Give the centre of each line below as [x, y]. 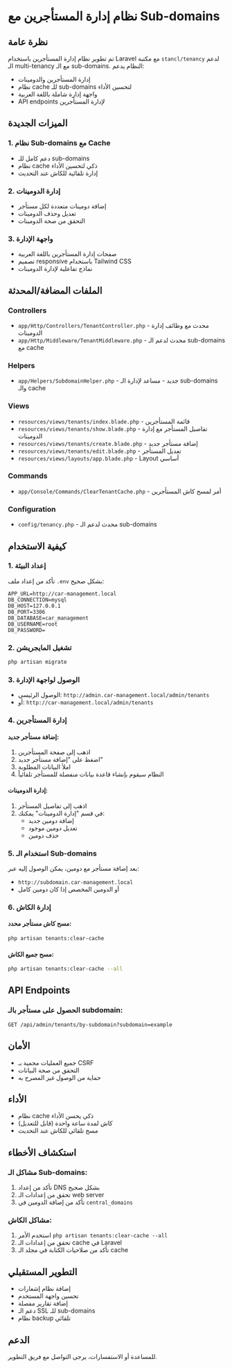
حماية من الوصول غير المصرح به [59, 1077]
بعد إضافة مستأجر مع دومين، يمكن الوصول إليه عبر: [73, 868]
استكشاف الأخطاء [42, 1152]
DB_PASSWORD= [27, 630]
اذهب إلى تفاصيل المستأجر [52, 806]
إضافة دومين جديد [51, 820]
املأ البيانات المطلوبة [44, 767]
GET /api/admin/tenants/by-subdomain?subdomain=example [90, 1025]
